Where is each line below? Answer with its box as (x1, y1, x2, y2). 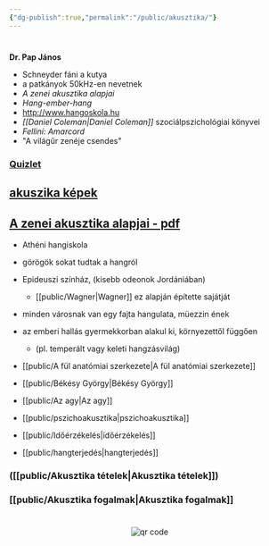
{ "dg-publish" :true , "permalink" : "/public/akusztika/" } (9, 13, 217, 22)
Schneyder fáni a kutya (21, 69, 108, 80)
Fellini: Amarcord (21, 126, 85, 137)
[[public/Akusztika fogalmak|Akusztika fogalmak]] (9, 493, 234, 506)
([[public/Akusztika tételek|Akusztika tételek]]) (9, 469, 219, 482)
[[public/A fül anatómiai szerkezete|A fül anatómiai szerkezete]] (21, 360, 257, 371)
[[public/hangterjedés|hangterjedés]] (21, 447, 159, 458)
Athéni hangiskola (21, 239, 88, 250)
